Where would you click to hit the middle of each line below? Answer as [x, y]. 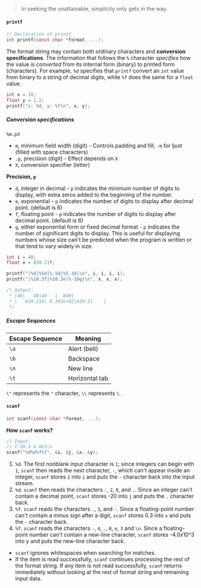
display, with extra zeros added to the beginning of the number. [94, 194]
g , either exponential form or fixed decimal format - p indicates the [97, 227]
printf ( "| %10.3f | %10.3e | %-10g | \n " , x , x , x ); [64, 279]
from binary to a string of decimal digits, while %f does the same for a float [100, 77]
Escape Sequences [31, 321]
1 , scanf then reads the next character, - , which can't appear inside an [102, 471]
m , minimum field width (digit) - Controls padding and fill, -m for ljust [99, 145]
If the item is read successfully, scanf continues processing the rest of [102, 560]
